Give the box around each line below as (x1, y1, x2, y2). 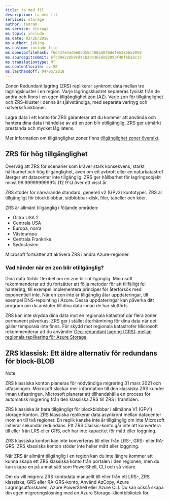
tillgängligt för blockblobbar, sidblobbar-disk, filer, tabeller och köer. (5, 194, 147, 201)
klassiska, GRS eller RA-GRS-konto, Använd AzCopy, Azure (5, 479, 129, 485)
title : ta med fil (5, 7, 44, 13)
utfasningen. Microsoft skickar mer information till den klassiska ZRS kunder (5, 385, 164, 392)
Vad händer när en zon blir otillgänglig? (5, 264, 104, 271)
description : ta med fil (5, 12, 58, 17)
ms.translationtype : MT (5, 60, 56, 65)
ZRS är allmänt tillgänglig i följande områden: (5, 204, 99, 211)
